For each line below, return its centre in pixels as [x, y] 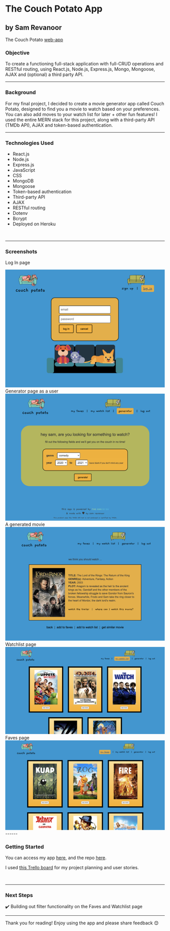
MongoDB [23, 181]
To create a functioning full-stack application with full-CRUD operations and [84, 64]
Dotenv [20, 213]
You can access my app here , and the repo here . [56, 858]
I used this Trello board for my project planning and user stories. [72, 868]
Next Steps [19, 896]
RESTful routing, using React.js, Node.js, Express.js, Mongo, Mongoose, [80, 69]
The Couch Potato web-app [34, 40]
